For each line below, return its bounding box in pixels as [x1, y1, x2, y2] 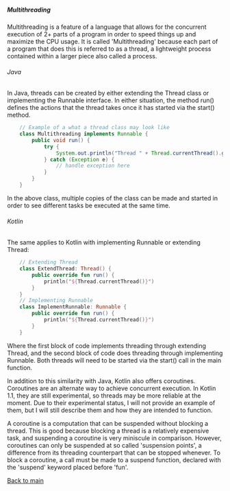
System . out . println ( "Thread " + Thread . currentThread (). [55, 150, 222, 157]
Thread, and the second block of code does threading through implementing [7, 349, 223, 357]
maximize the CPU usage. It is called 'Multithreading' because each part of [7, 37, 218, 45]
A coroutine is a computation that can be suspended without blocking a [7, 419, 209, 427]
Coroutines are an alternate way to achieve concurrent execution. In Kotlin [7, 384, 216, 392]
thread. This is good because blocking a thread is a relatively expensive [7, 426, 209, 435]
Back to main [7, 476, 44, 484]
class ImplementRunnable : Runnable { [19, 304, 127, 310]
